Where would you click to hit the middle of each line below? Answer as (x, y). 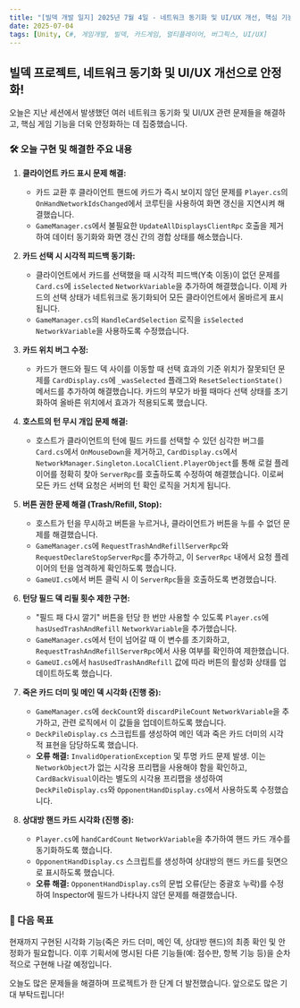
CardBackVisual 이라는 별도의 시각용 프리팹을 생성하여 (129, 779)
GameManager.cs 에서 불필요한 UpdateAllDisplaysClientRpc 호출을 (151, 226)
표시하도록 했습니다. (80, 873)
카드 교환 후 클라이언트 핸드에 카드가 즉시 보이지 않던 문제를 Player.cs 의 (162, 192)
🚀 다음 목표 (31, 920)
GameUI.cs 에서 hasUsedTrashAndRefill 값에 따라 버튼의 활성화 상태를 (156, 662)
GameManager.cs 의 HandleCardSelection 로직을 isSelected (139, 320)
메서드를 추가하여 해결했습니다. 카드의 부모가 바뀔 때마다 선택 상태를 (154, 391)
